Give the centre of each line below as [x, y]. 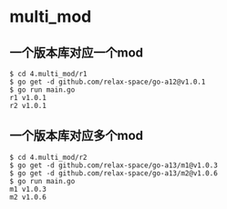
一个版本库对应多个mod [77, 136]
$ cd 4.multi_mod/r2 [49, 157]
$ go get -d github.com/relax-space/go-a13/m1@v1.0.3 [114, 165]
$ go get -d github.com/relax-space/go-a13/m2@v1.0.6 [114, 173]
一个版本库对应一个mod [77, 52]
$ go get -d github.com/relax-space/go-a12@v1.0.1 [108, 82]
